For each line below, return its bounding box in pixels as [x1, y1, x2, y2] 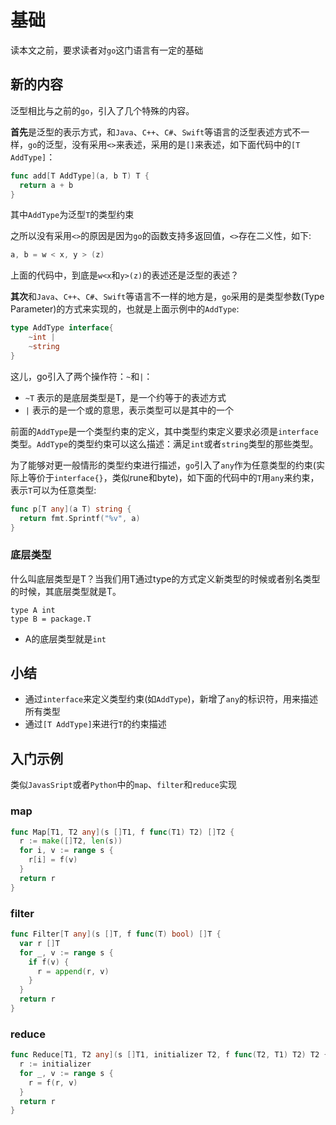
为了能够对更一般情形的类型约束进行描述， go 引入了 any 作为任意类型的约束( [10, 459, 317, 471]
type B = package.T [10, 614, 92, 624]
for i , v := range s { [19, 846, 114, 856]
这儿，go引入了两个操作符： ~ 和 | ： [10, 370, 153, 382]
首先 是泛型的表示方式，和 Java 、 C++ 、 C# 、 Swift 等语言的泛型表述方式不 [10, 126, 302, 138]
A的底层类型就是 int [24, 632, 107, 645]
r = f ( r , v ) [28, 1077, 78, 1088]
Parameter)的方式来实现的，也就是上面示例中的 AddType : [10, 303, 240, 315]
